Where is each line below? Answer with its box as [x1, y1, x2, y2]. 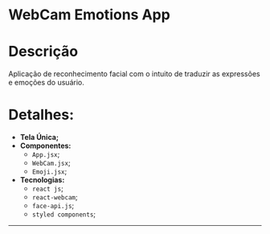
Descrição [8, 43, 79, 61]
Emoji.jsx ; [31, 166, 67, 176]
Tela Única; [19, 133, 59, 142]
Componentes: [19, 141, 72, 150]
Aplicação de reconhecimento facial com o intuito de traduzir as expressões [8, 69, 260, 79]
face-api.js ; [31, 201, 75, 211]
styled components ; [31, 209, 96, 219]
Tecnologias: [19, 175, 65, 185]
